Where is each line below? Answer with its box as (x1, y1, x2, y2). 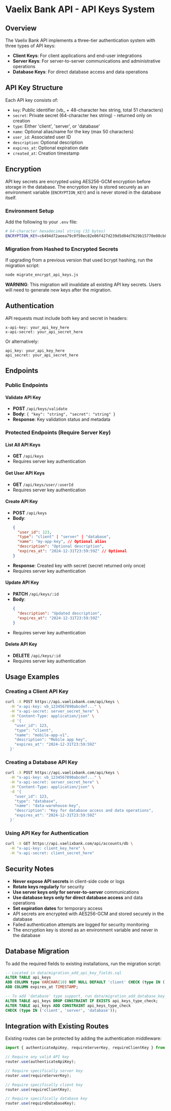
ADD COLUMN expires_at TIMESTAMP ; (5, 984, 79, 990)
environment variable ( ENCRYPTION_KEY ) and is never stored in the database (5, 189, 161, 195)
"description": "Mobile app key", (14, 737, 88, 742)
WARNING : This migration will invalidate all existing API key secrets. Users (5, 281, 161, 287)
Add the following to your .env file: (5, 219, 78, 225)
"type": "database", (14, 799, 58, 804)
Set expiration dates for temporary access (12, 905, 103, 911)
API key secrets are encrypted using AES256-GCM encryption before (5, 178, 151, 184)
